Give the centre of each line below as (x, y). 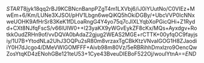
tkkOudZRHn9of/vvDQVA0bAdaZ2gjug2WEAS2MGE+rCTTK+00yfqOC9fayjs (102, 35)
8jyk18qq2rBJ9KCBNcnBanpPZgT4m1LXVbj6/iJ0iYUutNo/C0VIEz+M (109, 9)
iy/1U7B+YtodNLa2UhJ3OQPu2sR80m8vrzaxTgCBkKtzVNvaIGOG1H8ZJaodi (102, 41)
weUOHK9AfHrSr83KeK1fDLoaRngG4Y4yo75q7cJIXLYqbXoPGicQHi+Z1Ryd (101, 22)
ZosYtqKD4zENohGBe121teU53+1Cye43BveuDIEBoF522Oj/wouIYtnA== (96, 54)
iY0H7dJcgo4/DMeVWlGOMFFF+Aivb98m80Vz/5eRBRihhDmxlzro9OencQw (102, 47)
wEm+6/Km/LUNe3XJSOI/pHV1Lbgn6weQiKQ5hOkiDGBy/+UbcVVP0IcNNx (101, 15)
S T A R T (15, 9)
